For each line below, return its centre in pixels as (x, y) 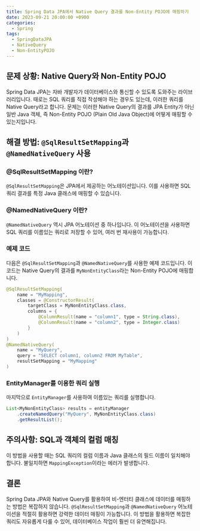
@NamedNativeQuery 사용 (49, 153)
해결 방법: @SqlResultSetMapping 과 (68, 142)
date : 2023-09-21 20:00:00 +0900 (48, 17)
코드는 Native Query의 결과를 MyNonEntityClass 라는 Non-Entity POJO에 (92, 270)
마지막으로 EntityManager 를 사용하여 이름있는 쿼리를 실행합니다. (81, 397)
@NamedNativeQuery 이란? (47, 211)
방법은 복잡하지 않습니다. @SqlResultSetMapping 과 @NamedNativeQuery (95, 506)
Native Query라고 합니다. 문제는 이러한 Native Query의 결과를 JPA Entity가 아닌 (100, 106)
